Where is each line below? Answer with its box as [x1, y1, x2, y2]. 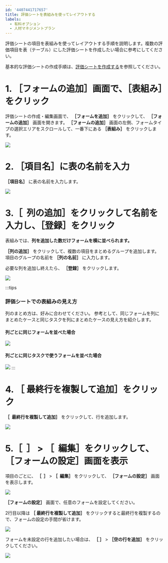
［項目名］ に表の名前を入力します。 [5, 179, 81, 184]
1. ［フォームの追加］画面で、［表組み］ [5, 83, 163, 94]
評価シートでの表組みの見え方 [5, 298, 78, 305]
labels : [5, 17, 22, 22]
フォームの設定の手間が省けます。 [14, 516, 84, 522]
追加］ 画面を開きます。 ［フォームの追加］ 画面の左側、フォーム [18, 120, 153, 126]
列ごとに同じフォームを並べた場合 [5, 329, 76, 335]
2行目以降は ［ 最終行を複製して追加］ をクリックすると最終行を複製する [5, 510, 156, 516]
